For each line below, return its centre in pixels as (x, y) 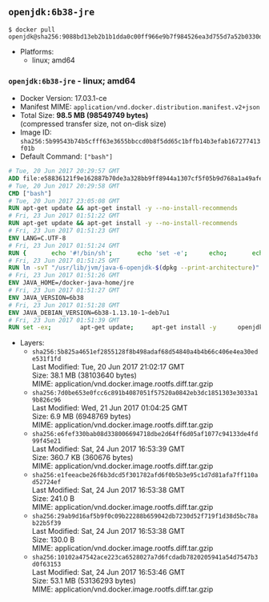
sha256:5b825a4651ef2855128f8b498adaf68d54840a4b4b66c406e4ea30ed (145, 352)
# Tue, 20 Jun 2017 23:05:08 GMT (64, 201)
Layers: (32, 343)
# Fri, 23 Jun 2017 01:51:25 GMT (64, 261)
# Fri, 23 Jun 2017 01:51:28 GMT (64, 305)
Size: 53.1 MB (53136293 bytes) (84, 581)
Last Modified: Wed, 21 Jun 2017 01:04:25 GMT (110, 408)
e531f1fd (46, 359)
